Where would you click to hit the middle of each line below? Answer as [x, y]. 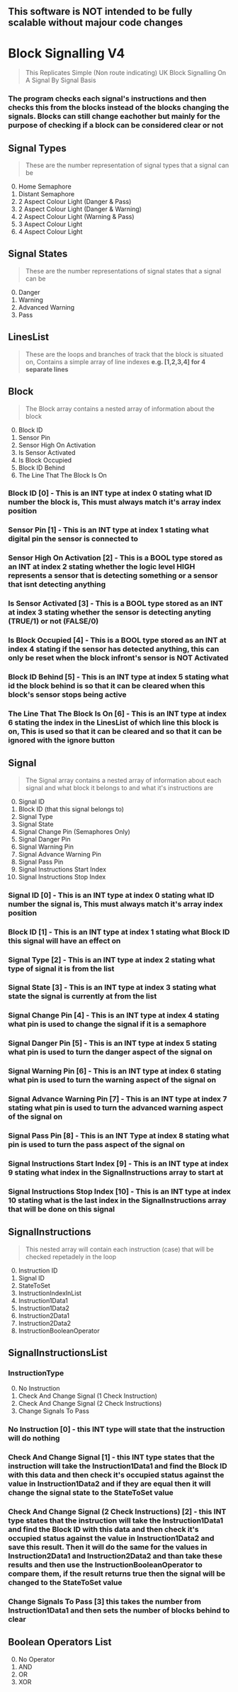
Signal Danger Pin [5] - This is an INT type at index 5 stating [113, 1043]
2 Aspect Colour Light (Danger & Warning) [80, 209]
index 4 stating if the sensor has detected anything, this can [114, 649]
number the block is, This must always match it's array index [115, 502]
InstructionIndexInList [50, 1293]
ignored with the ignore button [62, 740]
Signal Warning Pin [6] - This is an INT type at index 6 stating [115, 1071]
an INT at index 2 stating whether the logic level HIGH [102, 567]
